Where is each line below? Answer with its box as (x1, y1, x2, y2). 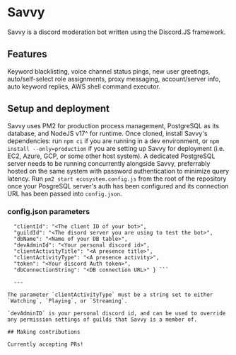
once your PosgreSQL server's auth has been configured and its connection (7, 181, 229, 190)
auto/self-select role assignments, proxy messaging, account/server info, (7, 74, 221, 83)
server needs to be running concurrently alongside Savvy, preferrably (7, 159, 211, 167)
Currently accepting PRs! (7, 341, 83, 348)
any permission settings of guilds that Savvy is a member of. (7, 316, 198, 323)
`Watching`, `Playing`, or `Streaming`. (7, 297, 129, 305)
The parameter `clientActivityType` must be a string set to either (7, 291, 213, 298)
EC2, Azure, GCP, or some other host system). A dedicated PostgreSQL (7, 152, 216, 160)
